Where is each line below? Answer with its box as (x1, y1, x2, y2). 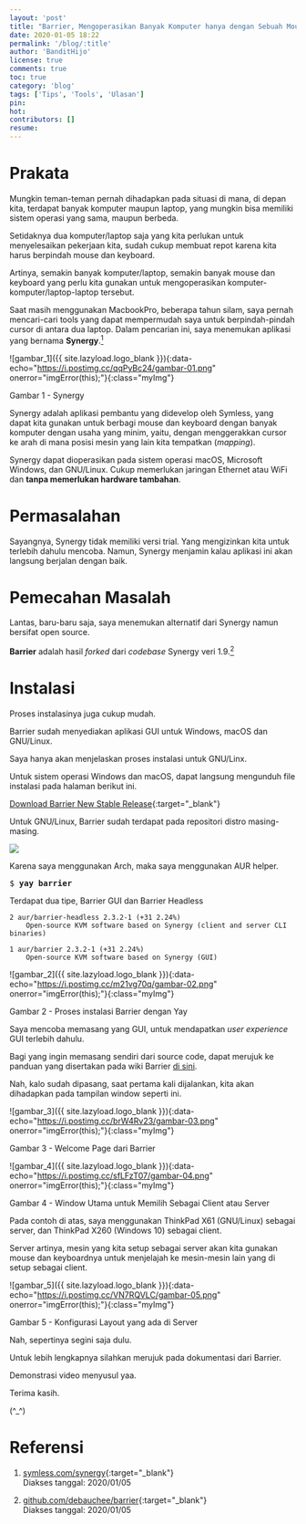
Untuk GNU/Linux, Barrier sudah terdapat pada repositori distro (9, 816, 247, 827)
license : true (9, 56, 64, 65)
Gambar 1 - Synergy (9, 390, 85, 401)
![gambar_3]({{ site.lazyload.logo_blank (9, 1106, 158, 1117)
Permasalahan (9, 506, 121, 526)
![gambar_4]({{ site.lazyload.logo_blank (9, 1161, 158, 1172)
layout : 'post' (9, 13, 67, 23)
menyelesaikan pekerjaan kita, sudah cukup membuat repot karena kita (9, 239, 277, 251)
